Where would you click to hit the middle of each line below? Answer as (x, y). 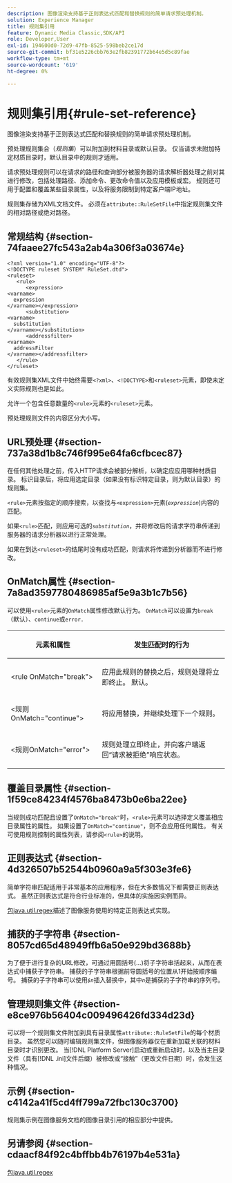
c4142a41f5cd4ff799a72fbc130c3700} (93, 1102)
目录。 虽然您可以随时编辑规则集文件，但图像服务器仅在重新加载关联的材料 (114, 1041)
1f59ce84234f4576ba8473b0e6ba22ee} (97, 799)
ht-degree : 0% (28, 71)
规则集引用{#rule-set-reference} (102, 114)
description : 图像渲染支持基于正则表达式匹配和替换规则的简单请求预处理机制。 (107, 13)
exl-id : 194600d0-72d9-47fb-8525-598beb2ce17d (75, 46)
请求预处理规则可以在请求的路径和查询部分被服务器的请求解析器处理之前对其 (116, 172)
